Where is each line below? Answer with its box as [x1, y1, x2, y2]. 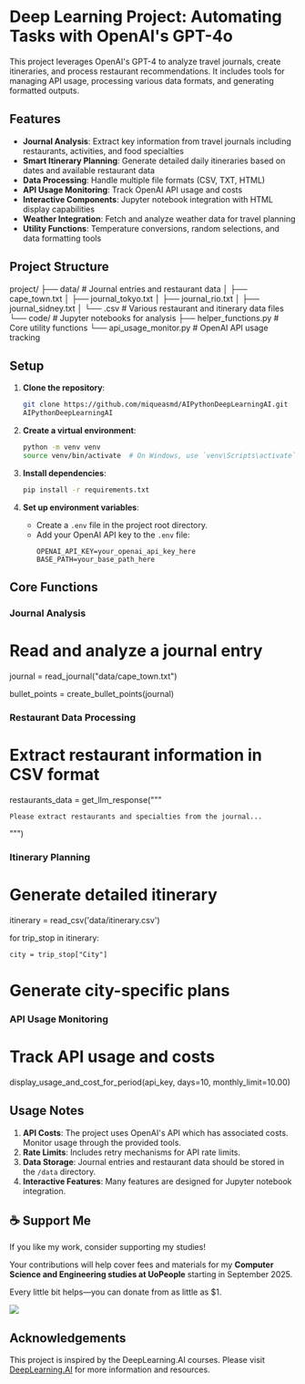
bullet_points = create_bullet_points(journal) [9, 689, 175, 699]
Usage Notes [9, 1103, 85, 1119]
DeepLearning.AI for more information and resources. [9, 1364, 211, 1375]
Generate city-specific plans [9, 980, 230, 1001]
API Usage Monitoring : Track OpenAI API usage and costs [22, 184, 243, 195]
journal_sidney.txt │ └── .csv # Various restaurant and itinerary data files [9, 303, 284, 314]
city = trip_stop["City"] [9, 950, 107, 959]
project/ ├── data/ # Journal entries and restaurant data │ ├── [9, 283, 248, 294]
